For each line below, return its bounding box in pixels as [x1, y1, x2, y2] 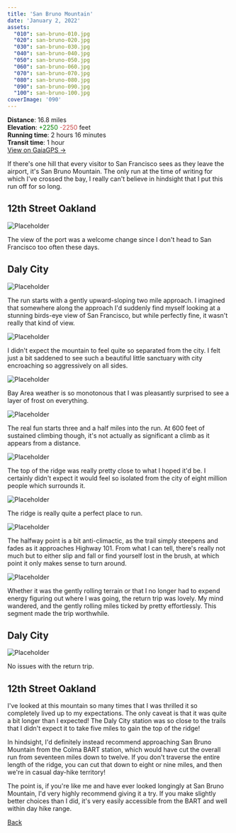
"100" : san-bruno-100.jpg [13, 89, 91, 96]
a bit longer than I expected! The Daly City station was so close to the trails [7, 717, 226, 725]
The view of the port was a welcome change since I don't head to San [7, 235, 212, 243]
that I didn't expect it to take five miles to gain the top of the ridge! [7, 724, 201, 733]
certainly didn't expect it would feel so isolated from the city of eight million [7, 473, 227, 482]
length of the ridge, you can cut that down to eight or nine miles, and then [7, 761, 223, 769]
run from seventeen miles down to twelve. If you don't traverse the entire [7, 753, 220, 761]
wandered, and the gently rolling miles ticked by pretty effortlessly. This [7, 601, 217, 610]
